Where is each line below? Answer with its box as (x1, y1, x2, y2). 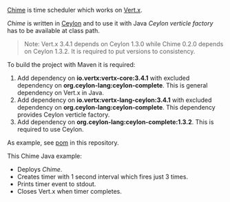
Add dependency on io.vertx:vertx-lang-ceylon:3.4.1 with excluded (17, 96, 212, 104)
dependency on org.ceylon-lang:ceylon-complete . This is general (17, 81, 208, 89)
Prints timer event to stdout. (17, 180, 96, 188)
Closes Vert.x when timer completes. (17, 188, 123, 195)
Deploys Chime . (17, 165, 63, 173)
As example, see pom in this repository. (7, 139, 119, 147)
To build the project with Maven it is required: (7, 61, 136, 68)
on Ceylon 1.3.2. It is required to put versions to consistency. (23, 48, 196, 55)
